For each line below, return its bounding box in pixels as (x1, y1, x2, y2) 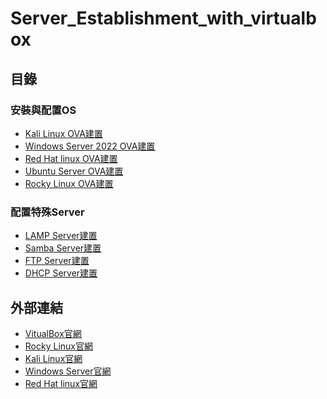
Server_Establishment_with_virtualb (10, 7, 317, 30)
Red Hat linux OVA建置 (24, 152, 118, 164)
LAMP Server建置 (24, 230, 98, 242)
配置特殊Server (10, 205, 85, 219)
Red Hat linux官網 (24, 377, 98, 389)
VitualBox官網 (24, 327, 82, 339)
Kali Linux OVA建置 (24, 127, 103, 139)
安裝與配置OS (10, 103, 77, 117)
